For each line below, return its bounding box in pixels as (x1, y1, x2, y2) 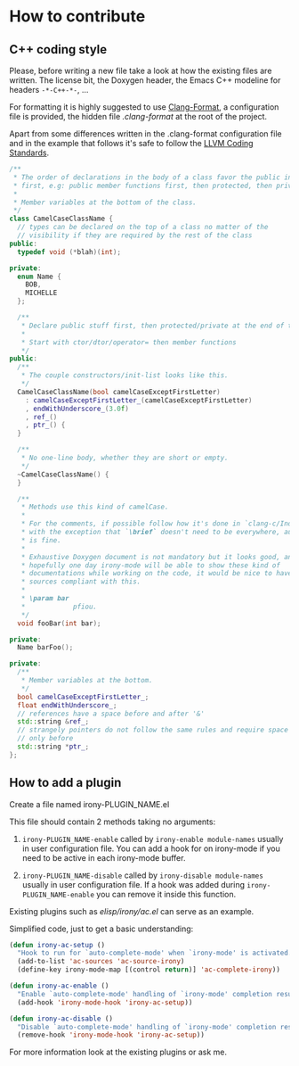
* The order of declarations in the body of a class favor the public (12, 172, 280, 182)
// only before (17, 734, 74, 743)
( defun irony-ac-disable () (9, 1014, 114, 1023)
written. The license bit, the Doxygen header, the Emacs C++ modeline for (9, 75, 281, 86)
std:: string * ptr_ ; (17, 742, 90, 751)
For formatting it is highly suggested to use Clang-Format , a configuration (9, 102, 279, 112)
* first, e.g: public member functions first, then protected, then (12, 181, 273, 190)
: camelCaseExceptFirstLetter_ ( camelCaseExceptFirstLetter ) (25, 395, 253, 405)
